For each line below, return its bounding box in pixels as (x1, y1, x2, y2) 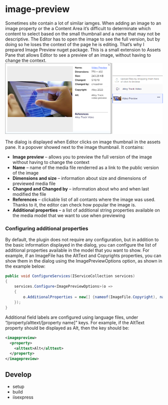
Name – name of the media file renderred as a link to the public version (12, 164, 159, 171)
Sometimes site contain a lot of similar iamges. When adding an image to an (5, 20, 161, 26)
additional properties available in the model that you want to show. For (5, 247, 150, 253)
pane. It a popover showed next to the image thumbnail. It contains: (5, 144, 144, 150)
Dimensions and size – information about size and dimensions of (12, 175, 146, 181)
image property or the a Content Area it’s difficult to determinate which (5, 25, 151, 31)
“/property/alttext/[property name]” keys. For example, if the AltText (5, 319, 145, 325)
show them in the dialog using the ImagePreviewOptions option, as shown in (5, 258, 162, 264)
